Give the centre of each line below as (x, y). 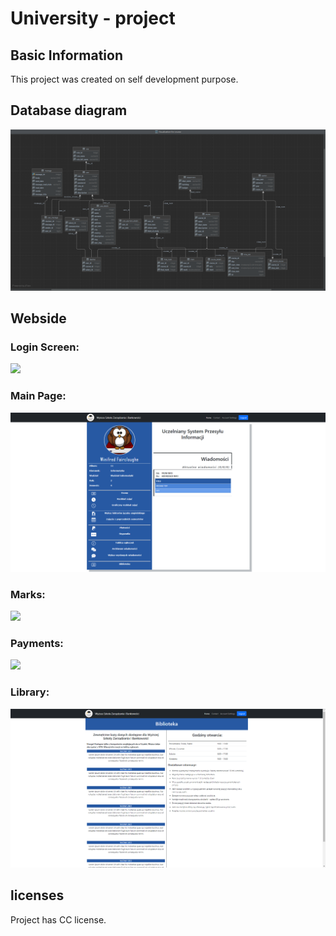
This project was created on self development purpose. (124, 79)
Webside (38, 318)
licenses (37, 895)
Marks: (28, 594)
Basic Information (67, 55)
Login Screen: (45, 347)
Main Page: (38, 396)
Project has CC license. (58, 919)
